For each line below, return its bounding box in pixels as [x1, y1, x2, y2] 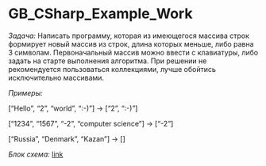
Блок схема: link [8, 149, 64, 159]
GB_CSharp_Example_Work [8, 5, 193, 23]
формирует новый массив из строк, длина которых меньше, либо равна [8, 39, 254, 48]
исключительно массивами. [8, 73, 105, 82]
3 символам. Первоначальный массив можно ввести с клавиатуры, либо [8, 47, 259, 57]
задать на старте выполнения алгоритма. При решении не [8, 56, 207, 66]
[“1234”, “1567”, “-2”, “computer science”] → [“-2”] [8, 119, 174, 128]
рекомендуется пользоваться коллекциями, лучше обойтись [8, 64, 217, 74]
